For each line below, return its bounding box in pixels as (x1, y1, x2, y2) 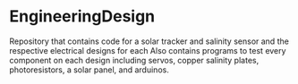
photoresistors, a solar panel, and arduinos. (9, 64, 170, 75)
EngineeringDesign (9, 6, 156, 27)
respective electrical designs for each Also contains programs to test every (9, 45, 286, 55)
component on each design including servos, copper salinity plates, (9, 55, 260, 65)
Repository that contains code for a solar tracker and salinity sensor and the (9, 36, 289, 46)
